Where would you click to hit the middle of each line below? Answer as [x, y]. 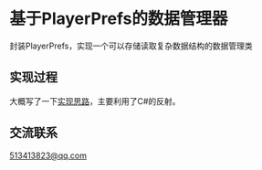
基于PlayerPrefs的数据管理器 [119, 19]
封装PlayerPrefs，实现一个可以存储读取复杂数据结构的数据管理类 [131, 46]
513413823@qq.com [48, 155]
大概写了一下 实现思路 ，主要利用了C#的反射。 [95, 101]
